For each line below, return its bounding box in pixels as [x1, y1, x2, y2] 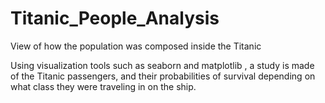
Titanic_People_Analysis [10, 7, 220, 30]
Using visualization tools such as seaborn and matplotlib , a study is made [10, 59, 315, 71]
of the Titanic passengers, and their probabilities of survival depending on [10, 70, 316, 82]
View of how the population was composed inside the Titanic [10, 40, 262, 52]
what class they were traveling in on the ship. [10, 80, 197, 92]
